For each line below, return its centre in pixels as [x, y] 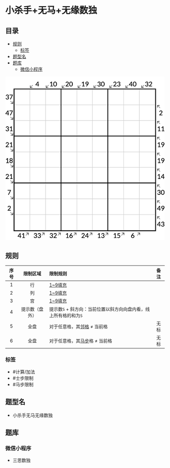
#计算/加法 [24, 372]
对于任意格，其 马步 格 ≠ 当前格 [81, 341]
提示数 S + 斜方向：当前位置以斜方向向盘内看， [97, 309]
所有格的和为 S [68, 315]
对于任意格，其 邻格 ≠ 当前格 [78, 326]
